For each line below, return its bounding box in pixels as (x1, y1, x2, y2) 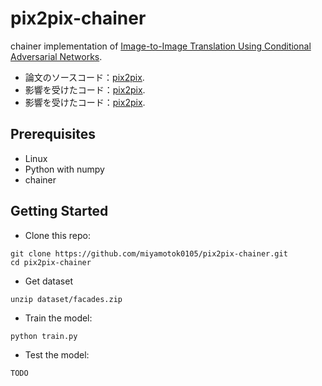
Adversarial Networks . (10, 50, 103, 62)
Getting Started (10, 203, 109, 220)
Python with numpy (24, 163, 105, 175)
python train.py (10, 331, 78, 341)
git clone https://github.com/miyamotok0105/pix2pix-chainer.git (10, 248, 288, 259)
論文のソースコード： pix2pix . (24, 71, 145, 83)
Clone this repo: (24, 229, 91, 241)
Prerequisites (10, 126, 96, 143)
